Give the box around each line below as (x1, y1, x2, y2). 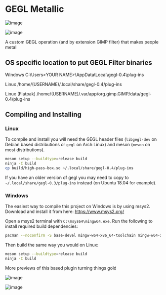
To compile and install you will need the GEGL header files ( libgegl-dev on (5, 136, 157, 142)
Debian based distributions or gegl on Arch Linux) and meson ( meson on (5, 142, 151, 148)
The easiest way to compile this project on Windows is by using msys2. (5, 204, 151, 210)
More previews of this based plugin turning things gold (5, 265, 117, 271)
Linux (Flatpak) (5, 90, 36, 97)
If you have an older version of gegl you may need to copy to (5, 174, 129, 181)
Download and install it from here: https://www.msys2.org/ (5, 209, 124, 214)
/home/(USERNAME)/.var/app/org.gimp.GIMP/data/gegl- (36, 90, 152, 97)
